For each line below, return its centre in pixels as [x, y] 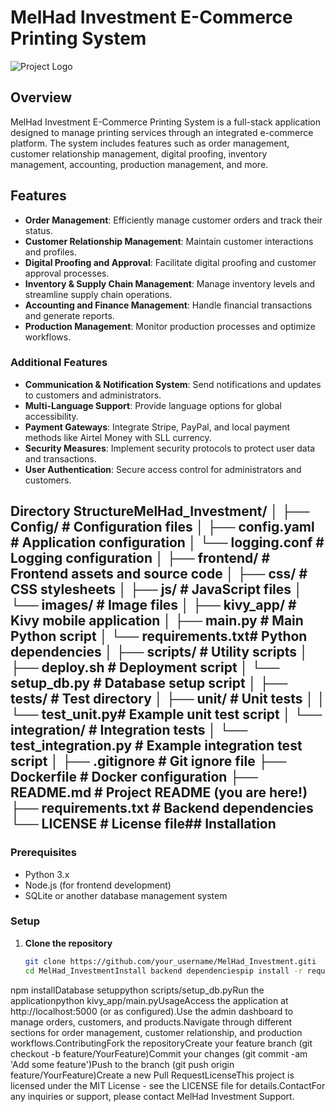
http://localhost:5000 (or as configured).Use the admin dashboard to [152, 1011]
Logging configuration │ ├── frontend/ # [140, 558]
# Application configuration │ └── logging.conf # [167, 542]
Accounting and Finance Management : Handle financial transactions [168, 305]
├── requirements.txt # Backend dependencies [162, 808]
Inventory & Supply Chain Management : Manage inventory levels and [170, 283]
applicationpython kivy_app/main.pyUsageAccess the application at [149, 1000]
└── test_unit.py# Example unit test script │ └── [166, 714]
